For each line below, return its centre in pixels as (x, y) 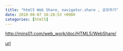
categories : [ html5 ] (27, 19)
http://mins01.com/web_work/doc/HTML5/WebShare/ (61, 34)
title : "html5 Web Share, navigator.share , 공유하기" (62, 10)
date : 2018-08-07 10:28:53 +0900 (40, 15)
